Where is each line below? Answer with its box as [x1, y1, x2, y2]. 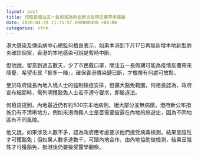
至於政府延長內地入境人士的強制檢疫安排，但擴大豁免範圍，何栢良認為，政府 [6, 82, 192, 89]
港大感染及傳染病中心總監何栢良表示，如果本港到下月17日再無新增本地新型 [6, 42, 187, 49]
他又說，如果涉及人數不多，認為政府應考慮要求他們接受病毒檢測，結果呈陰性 [6, 129, 192, 136]
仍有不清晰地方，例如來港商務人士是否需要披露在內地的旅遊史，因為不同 [11, 109, 187, 116]
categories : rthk [6, 25, 49, 31]
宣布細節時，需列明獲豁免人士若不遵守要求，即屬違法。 [6, 89, 140, 96]
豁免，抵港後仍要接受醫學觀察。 [26, 144, 104, 151]
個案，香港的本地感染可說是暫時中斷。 [21, 49, 115, 57]
